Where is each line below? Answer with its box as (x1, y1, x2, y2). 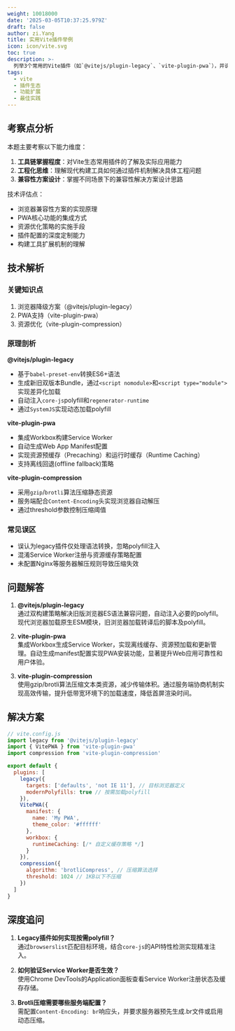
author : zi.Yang (7, 29, 55, 37)
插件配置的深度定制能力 (17, 230, 85, 239)
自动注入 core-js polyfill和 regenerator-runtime (17, 396, 149, 404)
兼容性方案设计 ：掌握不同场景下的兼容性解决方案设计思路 (17, 174, 183, 183)
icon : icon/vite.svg (7, 43, 68, 50)
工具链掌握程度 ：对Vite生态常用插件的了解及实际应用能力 (17, 157, 183, 165)
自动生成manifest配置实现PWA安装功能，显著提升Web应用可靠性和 (29, 649, 222, 657)
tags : (7, 69, 23, 76)
